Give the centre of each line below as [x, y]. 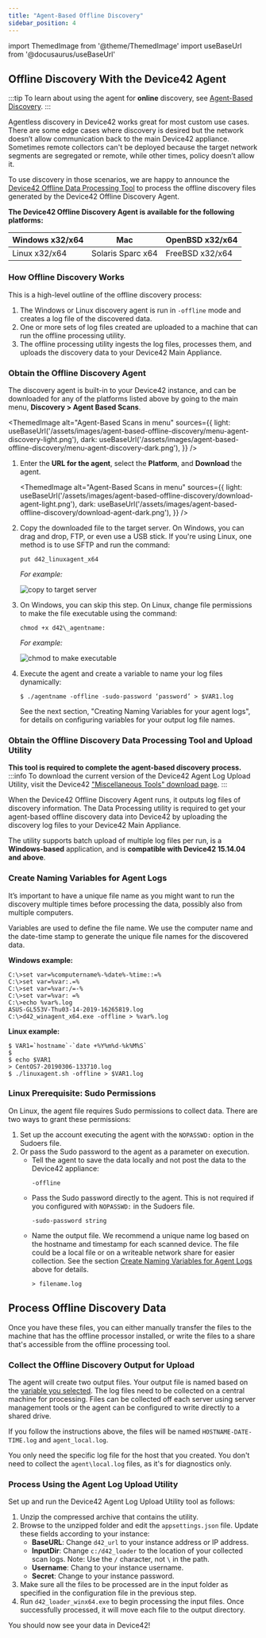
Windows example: [41, 960]
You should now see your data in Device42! [79, 1625]
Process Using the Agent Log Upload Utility [93, 1484]
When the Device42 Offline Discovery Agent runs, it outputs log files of [124, 800]
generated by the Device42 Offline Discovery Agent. [94, 196]
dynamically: [40, 681]
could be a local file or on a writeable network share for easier [133, 1252]
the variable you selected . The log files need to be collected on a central [126, 1390]
